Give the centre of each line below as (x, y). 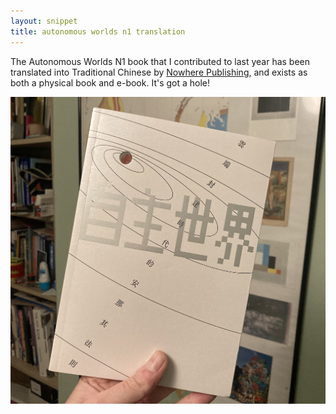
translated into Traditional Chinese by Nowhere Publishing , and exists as (159, 72)
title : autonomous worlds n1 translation (98, 31)
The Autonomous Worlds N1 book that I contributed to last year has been (160, 61)
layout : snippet (44, 21)
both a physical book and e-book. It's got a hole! (110, 82)
